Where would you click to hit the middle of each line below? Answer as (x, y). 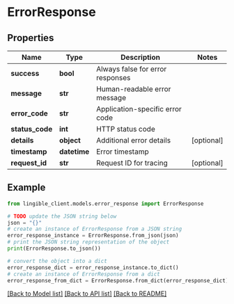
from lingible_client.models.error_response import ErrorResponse (106, 203)
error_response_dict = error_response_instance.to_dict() (93, 267)
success (25, 73)
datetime (74, 152)
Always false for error (132, 69)
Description (140, 57)
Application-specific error (139, 109)
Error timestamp (123, 152)
